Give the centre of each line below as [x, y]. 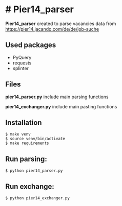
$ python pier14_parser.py [34, 171]
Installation [24, 122]
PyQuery [22, 57]
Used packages [31, 45]
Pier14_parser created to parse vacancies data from [61, 24]
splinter [21, 68]
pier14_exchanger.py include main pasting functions [61, 106]
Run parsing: [26, 159]
